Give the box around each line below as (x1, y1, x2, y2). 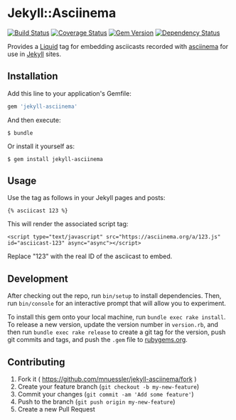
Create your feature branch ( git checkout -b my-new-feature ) (17, 382, 200, 391)
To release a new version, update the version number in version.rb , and (7, 321, 219, 329)
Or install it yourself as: (7, 142, 75, 150)
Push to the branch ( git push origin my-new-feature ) (17, 397, 176, 406)
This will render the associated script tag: (7, 220, 129, 228)
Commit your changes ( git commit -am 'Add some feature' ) (17, 390, 194, 399)
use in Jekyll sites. (7, 50, 62, 58)
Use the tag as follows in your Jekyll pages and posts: (7, 194, 166, 202)
